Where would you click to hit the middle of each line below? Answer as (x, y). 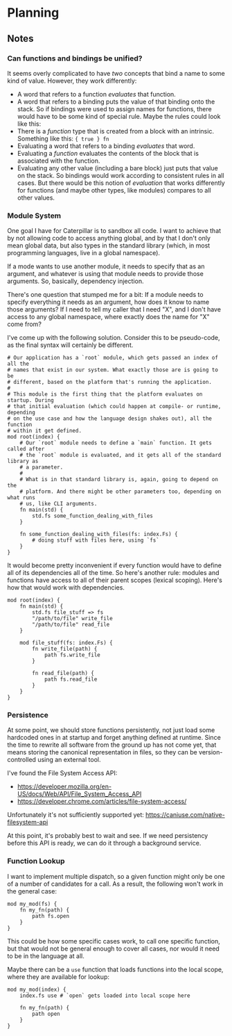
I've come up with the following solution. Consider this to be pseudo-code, (114, 338)
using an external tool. (70, 760)
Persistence (28, 715)
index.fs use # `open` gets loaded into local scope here (105, 996)
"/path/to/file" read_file (71, 625)
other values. (36, 197)
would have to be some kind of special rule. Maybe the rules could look (119, 116)
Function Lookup (36, 861)
